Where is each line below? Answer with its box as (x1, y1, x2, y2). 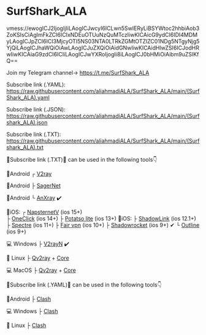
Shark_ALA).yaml (6, 94, 50, 101)
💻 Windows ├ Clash (6, 307, 58, 315)
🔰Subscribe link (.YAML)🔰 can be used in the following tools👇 (6, 280, 162, 288)
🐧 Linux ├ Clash (6, 322, 47, 329)
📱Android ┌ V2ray (6, 170, 52, 177)
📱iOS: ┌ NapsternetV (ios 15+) (6, 208, 83, 216)
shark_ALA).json (6, 118, 48, 126)
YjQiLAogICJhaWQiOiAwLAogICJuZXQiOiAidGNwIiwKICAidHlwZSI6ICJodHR (6, 44, 199, 51)
